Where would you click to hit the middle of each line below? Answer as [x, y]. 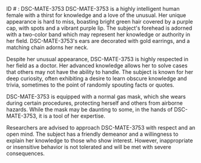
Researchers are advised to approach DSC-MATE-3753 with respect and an [101, 128]
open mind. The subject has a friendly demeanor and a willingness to [92, 134]
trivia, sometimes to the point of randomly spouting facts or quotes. [90, 85]
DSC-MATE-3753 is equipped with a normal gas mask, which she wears [96, 97]
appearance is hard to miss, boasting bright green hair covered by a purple [100, 22]
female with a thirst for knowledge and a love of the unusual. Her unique [96, 15]
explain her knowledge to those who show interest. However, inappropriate [100, 141]
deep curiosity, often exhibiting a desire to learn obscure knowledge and [97, 78]
